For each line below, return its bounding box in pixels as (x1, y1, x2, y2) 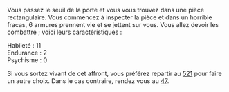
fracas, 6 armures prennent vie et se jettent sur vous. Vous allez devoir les (7, 21, 219, 28)
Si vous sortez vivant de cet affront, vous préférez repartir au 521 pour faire (7, 69, 223, 77)
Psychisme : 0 (7, 56, 48, 64)
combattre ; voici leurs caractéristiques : (7, 28, 122, 36)
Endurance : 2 (7, 48, 47, 57)
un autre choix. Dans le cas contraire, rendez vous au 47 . (7, 77, 170, 85)
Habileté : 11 (7, 42, 42, 49)
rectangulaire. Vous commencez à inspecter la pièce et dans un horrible (7, 13, 212, 21)
